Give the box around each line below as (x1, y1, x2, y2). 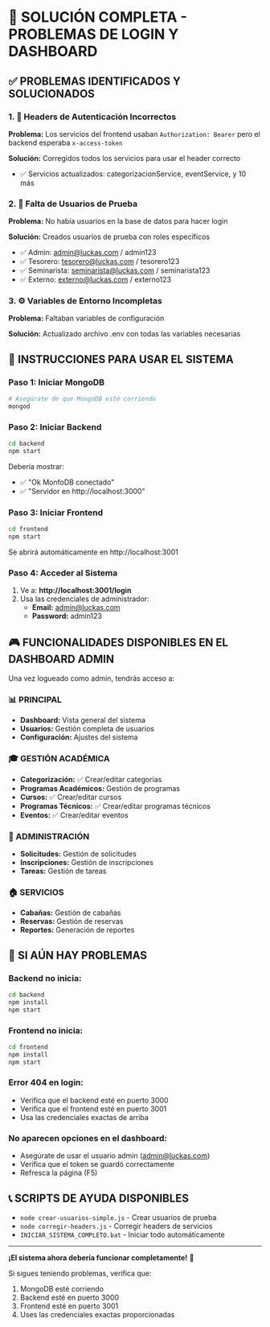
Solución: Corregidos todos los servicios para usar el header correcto (8, 153, 241, 163)
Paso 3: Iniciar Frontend (8, 507, 103, 518)
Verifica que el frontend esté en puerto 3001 (19, 1103, 167, 1114)
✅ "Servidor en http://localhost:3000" (19, 486, 146, 496)
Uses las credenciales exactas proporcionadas (19, 1309, 175, 1319)
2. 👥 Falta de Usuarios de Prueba (8, 198, 138, 209)
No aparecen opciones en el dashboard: (8, 1132, 167, 1144)
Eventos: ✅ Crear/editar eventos (19, 810, 129, 820)
